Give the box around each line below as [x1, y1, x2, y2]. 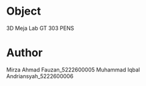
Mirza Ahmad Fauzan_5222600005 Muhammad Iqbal [6, 66, 141, 73]
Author [6, 46, 43, 60]
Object [6, 4, 42, 18]
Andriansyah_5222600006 [6, 72, 74, 80]
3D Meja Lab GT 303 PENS [6, 24, 75, 32]
